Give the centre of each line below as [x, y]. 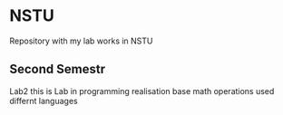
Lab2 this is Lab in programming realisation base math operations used [142, 91]
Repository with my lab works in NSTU [81, 41]
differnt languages [44, 101]
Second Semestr [58, 69]
